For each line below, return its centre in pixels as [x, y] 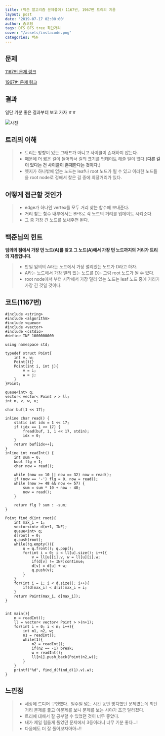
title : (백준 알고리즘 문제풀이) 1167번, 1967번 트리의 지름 [61, 10]
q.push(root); [28, 540]
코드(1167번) [23, 302]
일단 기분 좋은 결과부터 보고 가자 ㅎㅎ [41, 112]
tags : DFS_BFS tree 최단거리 [33, 28]
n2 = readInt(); [48, 644]
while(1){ [33, 640]
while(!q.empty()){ [34, 544]
